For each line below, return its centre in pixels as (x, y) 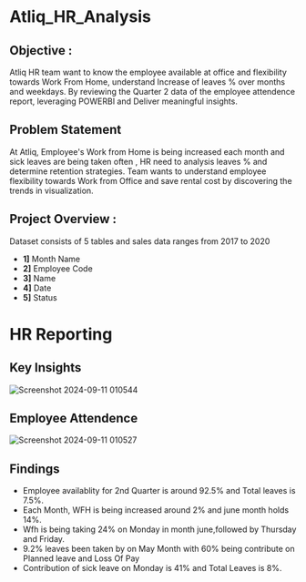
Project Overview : (63, 219)
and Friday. (44, 539)
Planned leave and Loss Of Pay (81, 558)
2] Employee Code (57, 268)
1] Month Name (51, 259)
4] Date (37, 288)
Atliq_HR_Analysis (81, 17)
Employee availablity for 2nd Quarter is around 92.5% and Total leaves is (159, 491)
